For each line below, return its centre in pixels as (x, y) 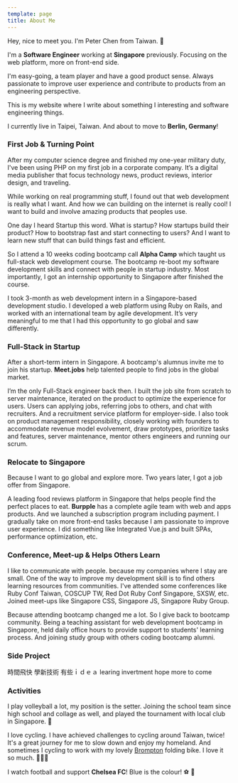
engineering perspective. (44, 91)
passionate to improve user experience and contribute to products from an (117, 83)
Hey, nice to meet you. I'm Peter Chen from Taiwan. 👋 (86, 40)
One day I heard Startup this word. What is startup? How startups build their (118, 225)
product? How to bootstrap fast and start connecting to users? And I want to (119, 232)
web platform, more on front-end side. (63, 62)
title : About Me (31, 21)
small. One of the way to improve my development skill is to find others (111, 578)
